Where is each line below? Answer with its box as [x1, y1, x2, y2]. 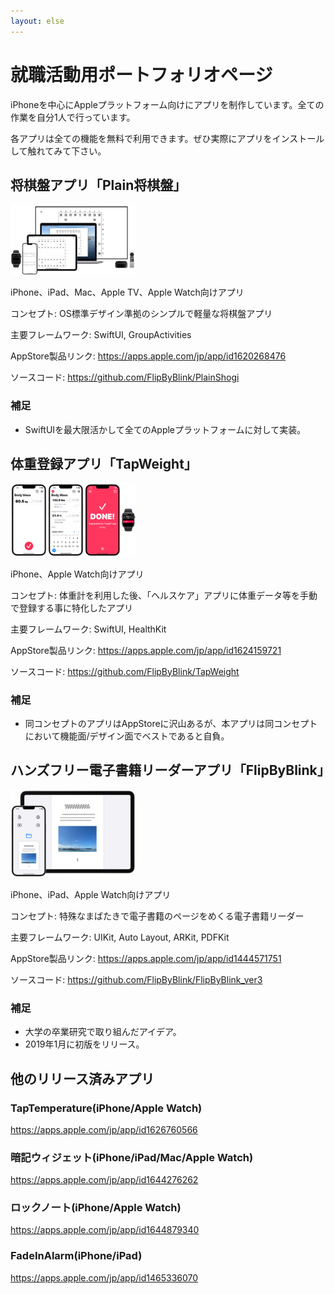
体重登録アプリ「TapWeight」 [10, 455, 198, 472]
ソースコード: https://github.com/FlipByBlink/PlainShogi [10, 371, 240, 384]
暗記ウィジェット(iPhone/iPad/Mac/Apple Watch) [10, 1150, 254, 1164]
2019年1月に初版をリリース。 [24, 1038, 145, 1050]
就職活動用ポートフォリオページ [10, 63, 273, 86]
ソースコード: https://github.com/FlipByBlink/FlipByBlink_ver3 [10, 973, 263, 985]
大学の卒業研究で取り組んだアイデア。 [24, 1026, 182, 1038]
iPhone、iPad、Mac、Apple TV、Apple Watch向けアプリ [10, 286, 245, 299]
